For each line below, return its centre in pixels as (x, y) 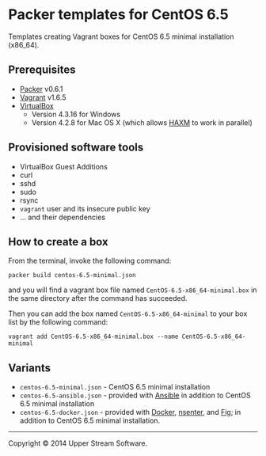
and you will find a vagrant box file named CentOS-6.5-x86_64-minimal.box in (133, 290)
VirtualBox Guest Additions (64, 166)
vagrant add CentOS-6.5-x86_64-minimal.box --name (93, 337)
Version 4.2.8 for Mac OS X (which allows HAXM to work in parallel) (142, 122)
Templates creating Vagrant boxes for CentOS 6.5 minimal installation (122, 36)
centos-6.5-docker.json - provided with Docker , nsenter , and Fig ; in (130, 412)
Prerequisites (42, 70)
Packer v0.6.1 (41, 89)
